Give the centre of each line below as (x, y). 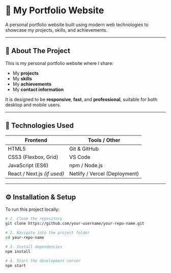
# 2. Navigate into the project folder (48, 233)
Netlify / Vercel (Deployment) (104, 173)
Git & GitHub (84, 149)
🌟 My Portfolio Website (55, 10)
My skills (22, 78)
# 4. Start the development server (43, 261)
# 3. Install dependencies (34, 247)
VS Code (80, 157)
